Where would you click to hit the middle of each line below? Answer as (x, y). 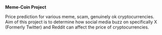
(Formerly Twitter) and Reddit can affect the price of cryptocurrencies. (77, 27)
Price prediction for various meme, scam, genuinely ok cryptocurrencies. (80, 17)
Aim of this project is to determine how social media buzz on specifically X (81, 22)
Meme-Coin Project (26, 7)
